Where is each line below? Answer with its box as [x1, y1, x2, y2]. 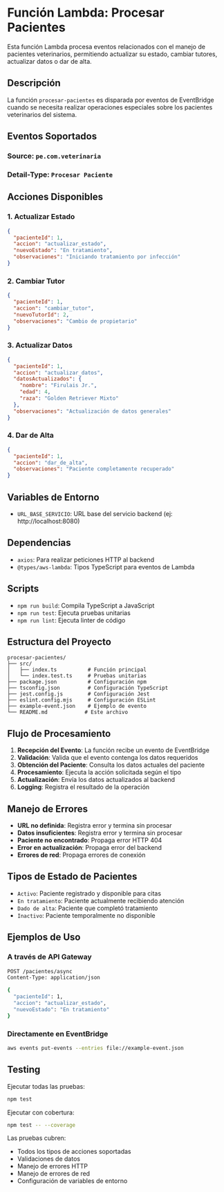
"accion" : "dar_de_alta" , [13, 459, 88, 466]
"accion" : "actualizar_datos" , [13, 369, 104, 376]
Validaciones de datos [17, 1155, 81, 1163]
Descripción [7, 78, 61, 89]
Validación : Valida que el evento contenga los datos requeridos [17, 754, 198, 762]
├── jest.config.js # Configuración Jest [7, 691, 150, 697]
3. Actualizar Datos [7, 341, 73, 350]
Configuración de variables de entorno [17, 1177, 128, 1185]
